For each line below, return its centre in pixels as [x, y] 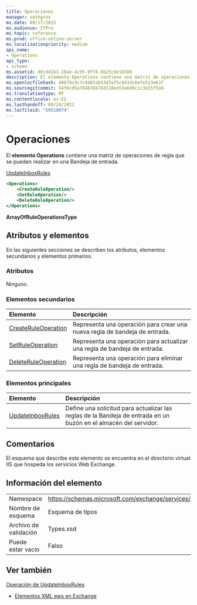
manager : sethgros [28, 17]
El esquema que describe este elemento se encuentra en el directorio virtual [98, 458]
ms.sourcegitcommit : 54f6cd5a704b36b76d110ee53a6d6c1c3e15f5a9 [85, 88]
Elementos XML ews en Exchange [55, 596]
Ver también [29, 571]
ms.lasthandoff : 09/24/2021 [40, 104]
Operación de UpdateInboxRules [45, 584]
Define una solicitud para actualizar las [119, 408]
